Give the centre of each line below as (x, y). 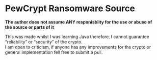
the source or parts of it (30, 27)
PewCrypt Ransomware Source (70, 9)
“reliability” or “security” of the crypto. (44, 41)
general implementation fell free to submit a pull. (54, 52)
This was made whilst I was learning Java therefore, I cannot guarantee (77, 37)
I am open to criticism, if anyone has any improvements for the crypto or (78, 47)
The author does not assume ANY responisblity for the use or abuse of (78, 22)
